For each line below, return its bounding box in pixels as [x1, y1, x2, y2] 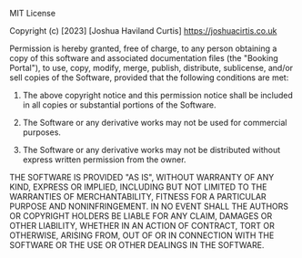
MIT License [9, 8, 56, 18]
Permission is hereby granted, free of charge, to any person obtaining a [9, 43, 277, 54]
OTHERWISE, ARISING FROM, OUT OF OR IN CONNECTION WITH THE [9, 230, 275, 241]
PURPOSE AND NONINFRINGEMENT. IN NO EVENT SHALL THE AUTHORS [9, 201, 289, 212]
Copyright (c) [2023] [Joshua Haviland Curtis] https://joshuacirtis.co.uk [9, 26, 277, 36]
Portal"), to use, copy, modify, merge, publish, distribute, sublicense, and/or [9, 63, 294, 73]
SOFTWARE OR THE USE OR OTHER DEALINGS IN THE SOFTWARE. [9, 240, 265, 250]
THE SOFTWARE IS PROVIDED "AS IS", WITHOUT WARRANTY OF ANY [9, 172, 275, 182]
